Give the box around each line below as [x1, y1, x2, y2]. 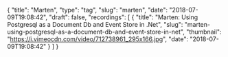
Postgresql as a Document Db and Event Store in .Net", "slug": [7, 21, 183, 28]
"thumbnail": [186, 27, 222, 36]
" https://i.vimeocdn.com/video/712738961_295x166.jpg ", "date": [7, 35, 189, 43]
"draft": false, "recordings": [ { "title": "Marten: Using [49, 13, 198, 21]
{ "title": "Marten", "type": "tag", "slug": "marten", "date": [7, 6, 168, 14]
